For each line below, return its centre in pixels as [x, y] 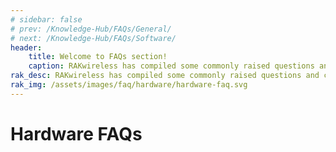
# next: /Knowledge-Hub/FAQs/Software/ [93, 38]
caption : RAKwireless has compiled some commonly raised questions [171, 66]
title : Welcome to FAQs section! [98, 57]
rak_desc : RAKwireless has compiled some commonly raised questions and [165, 76]
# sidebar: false [46, 19]
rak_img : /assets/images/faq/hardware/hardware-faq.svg [129, 85]
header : [26, 47]
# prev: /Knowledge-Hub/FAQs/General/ [91, 29]
